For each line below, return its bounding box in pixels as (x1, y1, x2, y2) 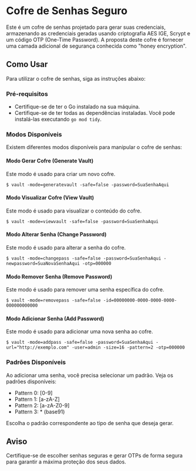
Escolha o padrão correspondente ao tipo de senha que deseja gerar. (6, 419, 174, 426)
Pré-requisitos (6, 89, 48, 98)
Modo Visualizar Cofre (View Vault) (6, 194, 94, 201)
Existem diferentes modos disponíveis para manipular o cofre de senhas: (6, 144, 183, 151)
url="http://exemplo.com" (6, 344, 69, 351)
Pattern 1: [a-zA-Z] (14, 396, 60, 403)
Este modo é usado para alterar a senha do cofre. (6, 244, 126, 251)
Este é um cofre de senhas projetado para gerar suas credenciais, (6, 24, 166, 31)
